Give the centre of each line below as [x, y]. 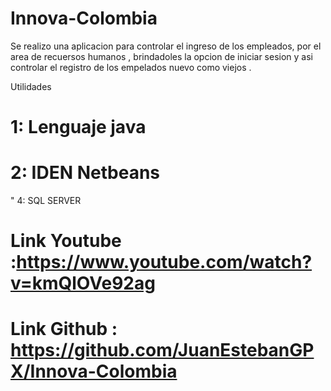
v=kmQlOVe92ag [83, 283]
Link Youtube [66, 241]
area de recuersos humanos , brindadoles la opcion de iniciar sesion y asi [161, 56]
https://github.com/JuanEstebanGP [162, 350]
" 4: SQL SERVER [46, 201]
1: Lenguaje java [78, 127]
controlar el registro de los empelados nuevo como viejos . [131, 67]
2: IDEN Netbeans [85, 173]
